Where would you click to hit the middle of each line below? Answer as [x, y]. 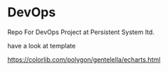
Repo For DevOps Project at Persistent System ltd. [81, 32]
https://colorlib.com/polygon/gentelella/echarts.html [84, 59]
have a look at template [42, 45]
